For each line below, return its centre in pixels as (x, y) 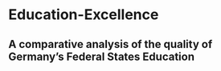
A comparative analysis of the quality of (110, 44)
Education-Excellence (84, 15)
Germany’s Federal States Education (102, 56)
